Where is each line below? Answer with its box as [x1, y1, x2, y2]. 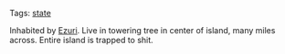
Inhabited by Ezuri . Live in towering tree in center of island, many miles [9, 25, 276, 35]
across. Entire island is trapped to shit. [9, 35, 153, 45]
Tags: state [9, 8, 52, 18]
